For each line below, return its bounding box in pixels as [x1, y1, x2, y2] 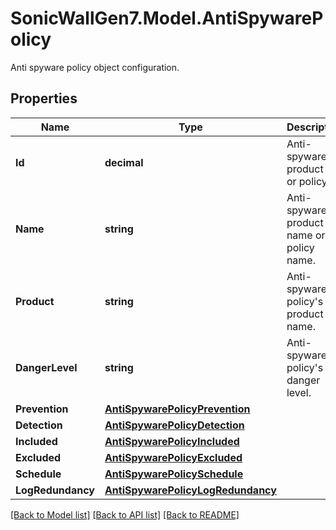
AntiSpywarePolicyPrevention [104, 402, 251, 416]
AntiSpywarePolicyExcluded [104, 450, 243, 464]
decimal [104, 155, 144, 169]
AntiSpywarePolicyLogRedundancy [104, 483, 277, 497]
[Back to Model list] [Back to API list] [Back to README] [10, 508, 240, 521]
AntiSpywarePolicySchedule [104, 467, 244, 481]
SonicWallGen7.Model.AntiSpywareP [10, 7, 324, 30]
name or [286, 228, 326, 242]
